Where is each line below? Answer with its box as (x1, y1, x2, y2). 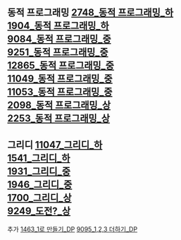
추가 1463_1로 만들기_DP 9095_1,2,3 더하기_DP (7, 225, 138, 234)
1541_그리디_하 (7, 152, 70, 164)
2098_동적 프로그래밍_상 (7, 100, 111, 112)
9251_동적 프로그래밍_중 (7, 47, 108, 59)
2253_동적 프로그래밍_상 (7, 112, 111, 125)
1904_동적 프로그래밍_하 (7, 20, 109, 32)
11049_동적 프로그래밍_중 (7, 73, 113, 85)
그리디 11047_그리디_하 (7, 138, 103, 150)
